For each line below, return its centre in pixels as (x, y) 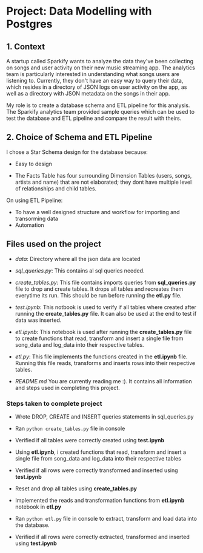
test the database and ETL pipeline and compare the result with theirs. (94, 118)
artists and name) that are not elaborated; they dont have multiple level (103, 182)
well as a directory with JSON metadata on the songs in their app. (88, 93)
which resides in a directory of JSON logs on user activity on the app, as (97, 87)
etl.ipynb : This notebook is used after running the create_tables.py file (103, 332)
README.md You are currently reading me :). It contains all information (103, 381)
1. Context (26, 47)
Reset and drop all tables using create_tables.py (76, 489)
